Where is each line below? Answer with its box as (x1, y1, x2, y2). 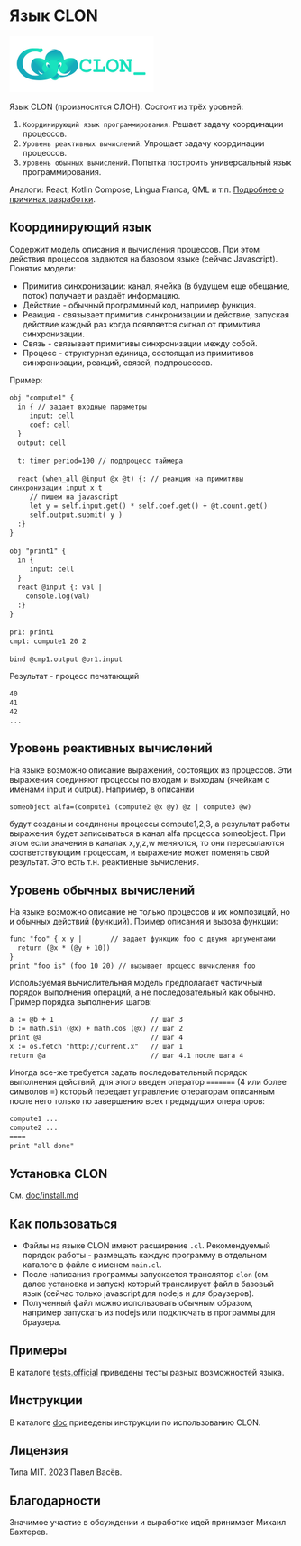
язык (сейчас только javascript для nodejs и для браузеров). (22, 1288, 255, 1299)
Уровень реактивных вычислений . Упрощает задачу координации (22, 137, 265, 149)
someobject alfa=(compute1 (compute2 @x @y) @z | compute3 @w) (9, 802, 252, 812)
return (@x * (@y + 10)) (17, 943, 111, 952)
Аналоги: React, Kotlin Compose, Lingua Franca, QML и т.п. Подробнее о (9, 184, 284, 195)
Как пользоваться (9, 1216, 118, 1231)
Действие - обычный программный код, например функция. (22, 299, 257, 310)
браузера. (22, 1317, 61, 1327)
